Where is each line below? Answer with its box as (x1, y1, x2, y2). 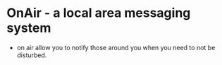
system (6, 20, 51, 36)
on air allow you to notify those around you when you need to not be (16, 43, 216, 52)
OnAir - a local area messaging (6, 5, 191, 21)
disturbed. (16, 51, 47, 59)
